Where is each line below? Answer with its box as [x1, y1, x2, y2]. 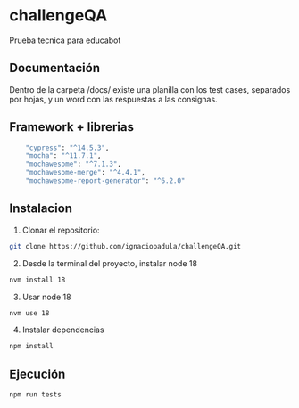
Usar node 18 [21, 291, 71, 302]
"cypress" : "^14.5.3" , [25, 143, 110, 152]
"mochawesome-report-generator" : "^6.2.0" [25, 176, 186, 185]
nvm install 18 [9, 275, 66, 284]
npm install [9, 342, 54, 351]
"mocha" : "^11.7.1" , [25, 151, 102, 160]
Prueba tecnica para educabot [9, 35, 121, 45]
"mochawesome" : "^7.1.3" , [25, 159, 122, 169]
